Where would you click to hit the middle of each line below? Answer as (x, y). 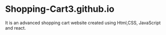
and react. (16, 28)
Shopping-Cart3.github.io (60, 9)
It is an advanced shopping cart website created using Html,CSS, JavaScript (83, 23)
